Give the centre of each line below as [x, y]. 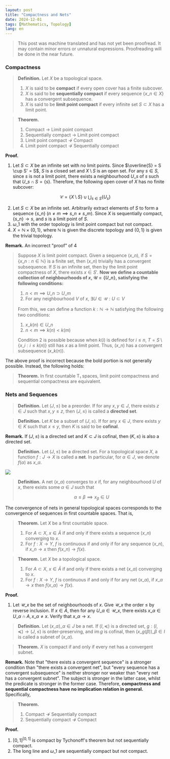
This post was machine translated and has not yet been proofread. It [89, 43]
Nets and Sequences [31, 395]
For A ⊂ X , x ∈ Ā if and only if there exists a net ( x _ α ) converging [94, 569]
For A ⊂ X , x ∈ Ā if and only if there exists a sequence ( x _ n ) [88, 533]
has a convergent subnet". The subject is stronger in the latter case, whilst [83, 678]
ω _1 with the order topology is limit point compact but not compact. [83, 224]
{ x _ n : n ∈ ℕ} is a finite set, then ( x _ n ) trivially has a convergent [84, 261]
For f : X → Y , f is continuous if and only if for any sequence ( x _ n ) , [94, 544]
